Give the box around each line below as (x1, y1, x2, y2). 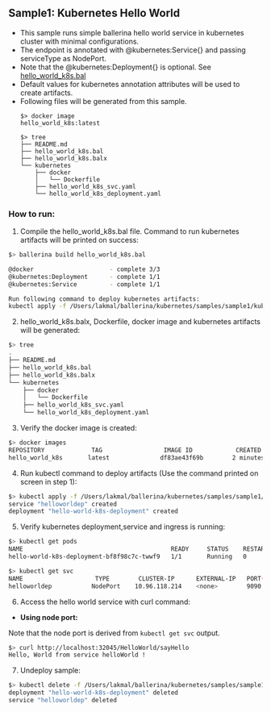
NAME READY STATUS (8, 545, 229, 553)
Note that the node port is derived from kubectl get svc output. (8, 628, 220, 638)
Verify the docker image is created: (19, 423, 137, 433)
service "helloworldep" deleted (8, 697, 117, 705)
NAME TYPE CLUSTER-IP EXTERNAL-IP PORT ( (8, 574, 265, 583)
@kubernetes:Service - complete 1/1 (8, 280, 161, 289)
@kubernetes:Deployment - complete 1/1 (8, 273, 161, 281)
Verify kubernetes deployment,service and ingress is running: (19, 522, 226, 531)
